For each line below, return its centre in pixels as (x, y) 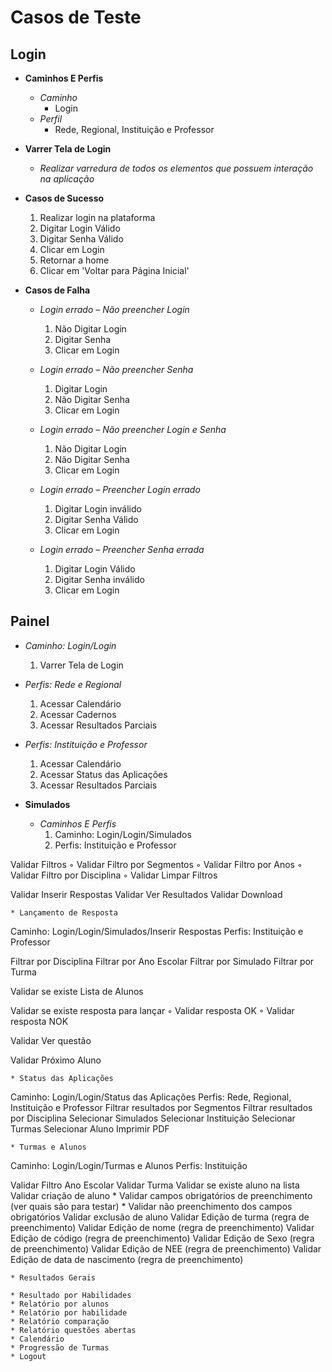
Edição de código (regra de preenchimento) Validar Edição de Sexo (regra (162, 1238)
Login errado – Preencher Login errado (120, 489)
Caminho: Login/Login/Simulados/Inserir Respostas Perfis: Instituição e (157, 931)
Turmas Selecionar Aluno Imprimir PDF (90, 1128)
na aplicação (67, 179)
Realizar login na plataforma (97, 217)
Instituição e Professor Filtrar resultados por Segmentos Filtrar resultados (161, 1107)
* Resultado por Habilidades (71, 1295)
